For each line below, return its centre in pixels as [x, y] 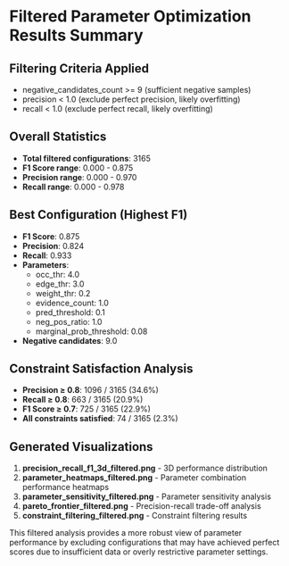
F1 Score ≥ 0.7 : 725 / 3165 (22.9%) [87, 409]
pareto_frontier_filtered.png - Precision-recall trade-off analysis [141, 506]
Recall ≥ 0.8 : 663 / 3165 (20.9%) [83, 400]
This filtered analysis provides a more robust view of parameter [126, 533]
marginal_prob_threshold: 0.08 [91, 331]
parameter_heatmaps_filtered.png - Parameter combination [134, 478]
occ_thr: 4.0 [58, 274]
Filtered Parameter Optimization [130, 17]
